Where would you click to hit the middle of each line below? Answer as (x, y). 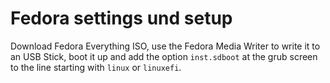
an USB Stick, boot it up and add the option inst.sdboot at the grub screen (164, 56)
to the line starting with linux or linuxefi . (96, 67)
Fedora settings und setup (121, 18)
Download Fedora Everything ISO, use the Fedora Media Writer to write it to (165, 46)
